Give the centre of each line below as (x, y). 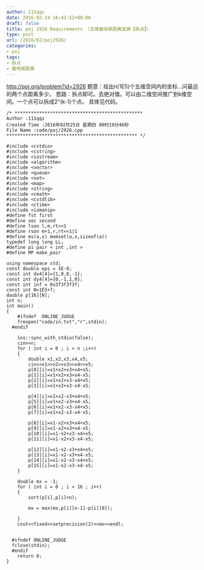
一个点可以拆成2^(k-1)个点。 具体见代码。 (69, 102)
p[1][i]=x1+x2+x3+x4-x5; (60, 375)
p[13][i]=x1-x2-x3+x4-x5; (61, 455)
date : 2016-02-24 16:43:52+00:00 (49, 18)
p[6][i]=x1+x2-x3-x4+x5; (60, 407)
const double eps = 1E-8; (39, 269)
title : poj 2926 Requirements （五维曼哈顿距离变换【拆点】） (79, 29)
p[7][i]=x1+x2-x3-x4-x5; (60, 412)
